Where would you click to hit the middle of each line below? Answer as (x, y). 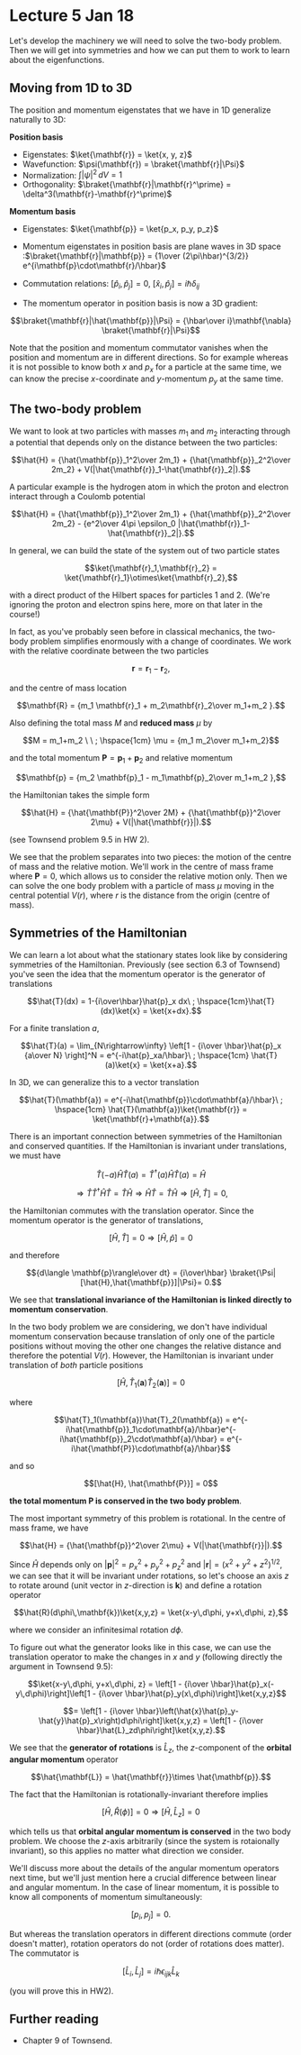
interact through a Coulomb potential (77, 497)
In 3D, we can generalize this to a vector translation (104, 1082)
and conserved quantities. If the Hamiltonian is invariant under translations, (148, 1146)
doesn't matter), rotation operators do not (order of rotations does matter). (147, 1943)
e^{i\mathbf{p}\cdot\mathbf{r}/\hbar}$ (94, 266)
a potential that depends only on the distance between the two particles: (143, 443)
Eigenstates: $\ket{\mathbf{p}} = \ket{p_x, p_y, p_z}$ (120, 229)
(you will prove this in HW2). (62, 1991)
